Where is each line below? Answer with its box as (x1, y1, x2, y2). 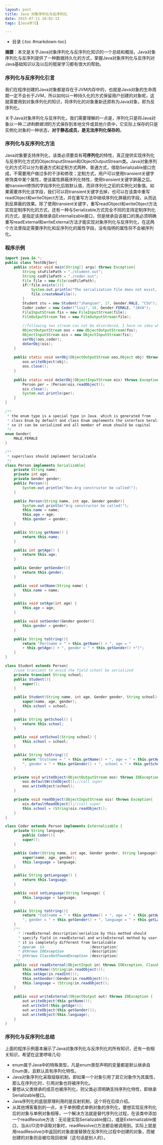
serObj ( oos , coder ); (22, 337, 62, 342)
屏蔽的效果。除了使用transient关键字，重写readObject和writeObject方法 (13, 201, 158, 207)
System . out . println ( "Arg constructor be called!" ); (22, 503, 130, 508)
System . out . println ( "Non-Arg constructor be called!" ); (22, 485, 138, 490)
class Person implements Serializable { (5, 463, 86, 468)
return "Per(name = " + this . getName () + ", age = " (22, 641, 131, 646)
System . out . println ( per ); (22, 391, 75, 396)
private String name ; (14, 468, 57, 472)
